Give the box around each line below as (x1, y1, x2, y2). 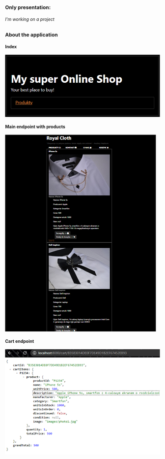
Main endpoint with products (5, 124, 65, 130)
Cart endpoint (5, 338, 34, 344)
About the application (5, 32, 58, 38)
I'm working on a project (5, 16, 55, 22)
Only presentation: (5, 4, 51, 11)
